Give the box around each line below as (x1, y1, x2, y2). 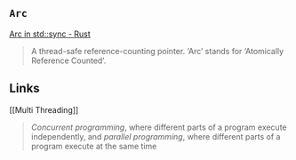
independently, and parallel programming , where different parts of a (30, 131, 281, 141)
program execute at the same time (30, 140, 157, 151)
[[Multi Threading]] (9, 104, 79, 115)
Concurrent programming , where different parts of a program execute (30, 122, 287, 132)
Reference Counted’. (30, 55, 107, 66)
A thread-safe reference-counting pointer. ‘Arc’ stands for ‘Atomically (30, 45, 284, 56)
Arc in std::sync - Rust (9, 28, 91, 39)
